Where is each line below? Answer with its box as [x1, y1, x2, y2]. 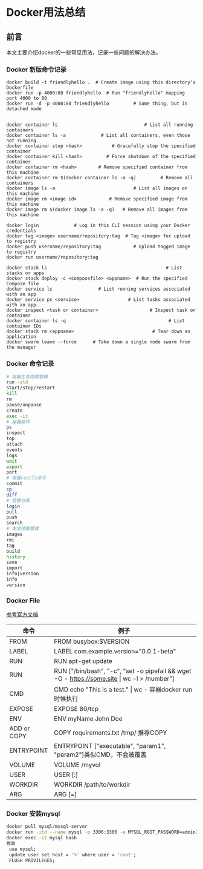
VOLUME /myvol [54, 761, 101, 769]
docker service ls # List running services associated [6, 286, 190, 292]
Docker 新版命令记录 [6, 65, 67, 73]
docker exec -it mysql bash [6, 835, 77, 841]
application [6, 334, 36, 340]
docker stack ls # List [6, 265, 182, 271]
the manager [6, 345, 36, 351]
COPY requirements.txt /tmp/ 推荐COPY [54, 729, 167, 737]
